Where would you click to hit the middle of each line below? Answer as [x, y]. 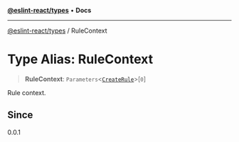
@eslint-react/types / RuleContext [57, 31]
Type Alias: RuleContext [80, 59]
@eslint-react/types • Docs [49, 10]
